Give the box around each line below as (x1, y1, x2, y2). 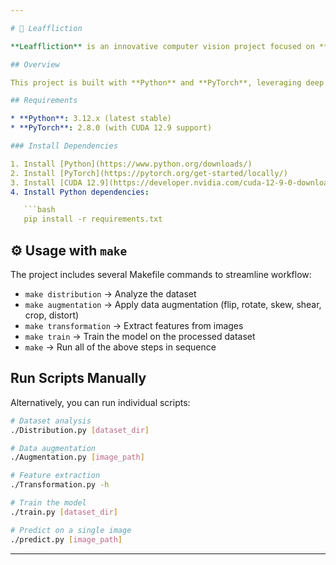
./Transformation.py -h (10, 480, 110, 490)
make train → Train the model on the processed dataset (24, 330, 256, 342)
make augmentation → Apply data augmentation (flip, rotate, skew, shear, (24, 298, 322, 310)
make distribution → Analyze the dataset (24, 287, 197, 300)
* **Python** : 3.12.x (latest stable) (10, 114, 172, 124)
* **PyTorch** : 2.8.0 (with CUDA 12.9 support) (10, 123, 213, 133)
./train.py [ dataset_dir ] (10, 507, 118, 517)
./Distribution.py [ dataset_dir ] (10, 425, 150, 435)
